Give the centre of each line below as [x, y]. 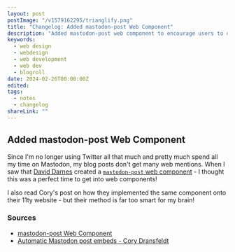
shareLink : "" [28, 111]
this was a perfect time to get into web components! [82, 178]
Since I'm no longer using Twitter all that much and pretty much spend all [113, 156]
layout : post [26, 14]
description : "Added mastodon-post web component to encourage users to [115, 33]
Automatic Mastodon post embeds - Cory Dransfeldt [93, 240]
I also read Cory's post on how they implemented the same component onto [117, 192]
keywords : [22, 40]
